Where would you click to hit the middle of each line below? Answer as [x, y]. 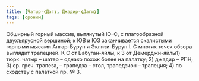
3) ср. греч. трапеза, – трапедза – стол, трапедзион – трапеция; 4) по [94, 65]
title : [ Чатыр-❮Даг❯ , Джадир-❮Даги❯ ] [53, 12]
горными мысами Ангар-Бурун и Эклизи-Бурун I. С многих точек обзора [99, 46]
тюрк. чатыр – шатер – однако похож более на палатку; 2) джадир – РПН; [100, 59]
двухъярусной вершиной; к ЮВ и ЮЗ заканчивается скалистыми [89, 40]
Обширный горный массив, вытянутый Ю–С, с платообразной [85, 34]
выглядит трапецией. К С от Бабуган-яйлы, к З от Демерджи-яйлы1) [93, 53]
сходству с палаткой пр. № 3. [44, 72]
